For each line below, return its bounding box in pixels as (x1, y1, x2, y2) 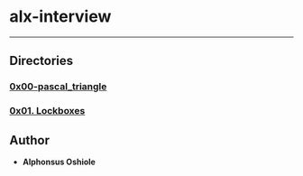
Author (9, 133, 50, 148)
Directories (9, 53, 74, 69)
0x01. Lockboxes (9, 105, 86, 117)
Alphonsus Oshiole (22, 156, 96, 167)
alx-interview (9, 6, 112, 27)
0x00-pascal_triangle (9, 80, 107, 93)
